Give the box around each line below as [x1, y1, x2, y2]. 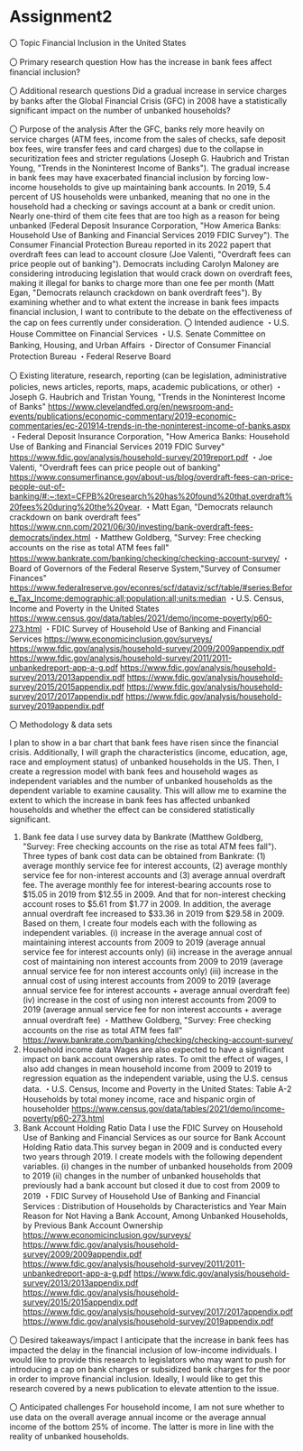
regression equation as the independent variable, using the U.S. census [22, 1072, 289, 1084]
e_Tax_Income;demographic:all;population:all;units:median [9, 593, 227, 604]
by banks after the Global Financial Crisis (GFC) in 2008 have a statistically [9, 95, 288, 106]
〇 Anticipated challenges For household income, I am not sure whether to [9, 1401, 285, 1412]
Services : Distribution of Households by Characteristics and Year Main [22, 1200, 287, 1211]
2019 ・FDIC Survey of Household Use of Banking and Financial [22, 1190, 261, 1201]
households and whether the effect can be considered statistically [9, 804, 255, 815]
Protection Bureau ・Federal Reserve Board [9, 350, 171, 362]
